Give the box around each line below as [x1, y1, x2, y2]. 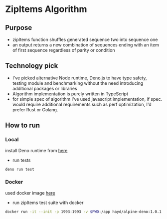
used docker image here [5, 190, 55, 196]
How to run [5, 121, 40, 130]
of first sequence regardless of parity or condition [12, 47, 115, 53]
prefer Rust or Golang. [12, 106, 58, 113]
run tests [12, 157, 31, 163]
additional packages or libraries [12, 85, 77, 91]
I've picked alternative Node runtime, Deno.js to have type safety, [12, 75, 147, 81]
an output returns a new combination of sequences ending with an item [12, 42, 160, 48]
